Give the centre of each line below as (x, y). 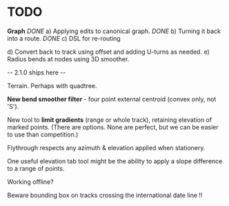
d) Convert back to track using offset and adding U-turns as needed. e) (108, 52)
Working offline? (30, 182)
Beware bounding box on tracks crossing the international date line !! (105, 195)
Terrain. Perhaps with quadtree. (52, 85)
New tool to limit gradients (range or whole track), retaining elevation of (110, 120)
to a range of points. (36, 168)
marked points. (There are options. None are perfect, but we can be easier (113, 127)
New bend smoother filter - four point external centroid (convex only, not (112, 99)
